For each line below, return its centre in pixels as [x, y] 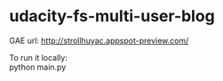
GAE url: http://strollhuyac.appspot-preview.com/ [99, 40]
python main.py [38, 67]
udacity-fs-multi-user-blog [112, 16]
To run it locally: [39, 57]
